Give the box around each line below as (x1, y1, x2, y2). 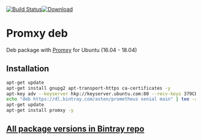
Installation (6, 63, 49, 74)
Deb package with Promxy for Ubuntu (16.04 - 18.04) (6, 46, 137, 53)
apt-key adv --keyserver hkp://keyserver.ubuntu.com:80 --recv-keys (6, 90, 182, 97)
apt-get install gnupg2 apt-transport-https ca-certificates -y (6, 85, 171, 91)
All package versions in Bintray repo (6, 124, 145, 134)
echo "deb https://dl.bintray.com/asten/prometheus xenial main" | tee (6, 96, 189, 102)
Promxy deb (6, 27, 68, 40)
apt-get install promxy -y (6, 108, 74, 114)
